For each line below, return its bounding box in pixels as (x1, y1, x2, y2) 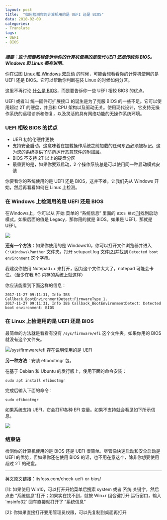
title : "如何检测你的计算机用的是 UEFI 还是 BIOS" (5, 12, 104, 17)
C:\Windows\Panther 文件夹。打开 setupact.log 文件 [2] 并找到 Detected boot (5, 249, 159, 255)
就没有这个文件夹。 (5, 336, 45, 342)
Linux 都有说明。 (31, 60, 66, 66)
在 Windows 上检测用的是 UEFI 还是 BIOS (5, 198, 104, 205)
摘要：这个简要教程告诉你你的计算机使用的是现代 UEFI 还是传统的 (5, 54, 139, 60)
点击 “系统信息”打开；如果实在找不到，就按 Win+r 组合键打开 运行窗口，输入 (5, 492, 162, 498)
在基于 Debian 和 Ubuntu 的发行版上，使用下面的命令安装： (5, 368, 127, 374)
